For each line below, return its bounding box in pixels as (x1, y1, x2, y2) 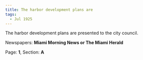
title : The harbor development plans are (5, 7, 93, 12)
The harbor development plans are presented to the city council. (5, 30, 138, 36)
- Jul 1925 (10, 16, 33, 21)
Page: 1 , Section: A (5, 49, 44, 55)
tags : (5, 12, 17, 17)
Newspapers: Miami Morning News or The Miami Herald (5, 40, 124, 46)
